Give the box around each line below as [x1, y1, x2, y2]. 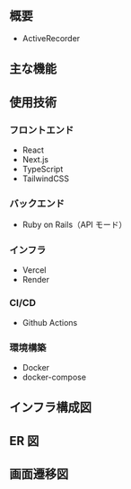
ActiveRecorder [22, 32, 81, 43]
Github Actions [22, 317, 78, 327]
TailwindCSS [22, 173, 70, 184]
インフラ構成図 [9, 400, 92, 415]
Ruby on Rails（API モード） [22, 219, 127, 231]
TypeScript [22, 163, 64, 174]
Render [22, 275, 50, 285]
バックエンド [9, 196, 65, 209]
